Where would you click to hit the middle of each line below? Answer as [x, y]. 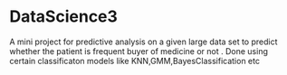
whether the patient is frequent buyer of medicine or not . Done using [139, 51]
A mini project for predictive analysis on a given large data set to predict [143, 42]
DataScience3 [63, 17]
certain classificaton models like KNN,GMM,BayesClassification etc [135, 61]
